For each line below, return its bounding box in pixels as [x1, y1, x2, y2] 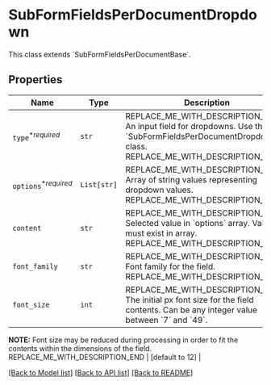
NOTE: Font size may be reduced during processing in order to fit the [8, 335, 239, 345]
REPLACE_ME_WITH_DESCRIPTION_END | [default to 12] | [8, 352, 202, 362]
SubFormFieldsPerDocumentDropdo [8, 6, 258, 24]
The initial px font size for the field [125, 294, 254, 305]
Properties [8, 73, 63, 86]
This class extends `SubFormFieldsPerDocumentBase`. [8, 49, 191, 59]
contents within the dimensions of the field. [8, 343, 152, 353]
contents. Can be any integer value [125, 304, 258, 316]
